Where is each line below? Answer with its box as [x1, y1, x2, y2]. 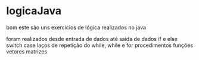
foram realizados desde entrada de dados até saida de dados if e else [6, 35, 178, 42]
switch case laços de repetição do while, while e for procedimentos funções [6, 42, 194, 49]
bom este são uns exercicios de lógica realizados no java [6, 24, 147, 31]
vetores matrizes [6, 48, 48, 55]
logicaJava [6, 4, 61, 18]
